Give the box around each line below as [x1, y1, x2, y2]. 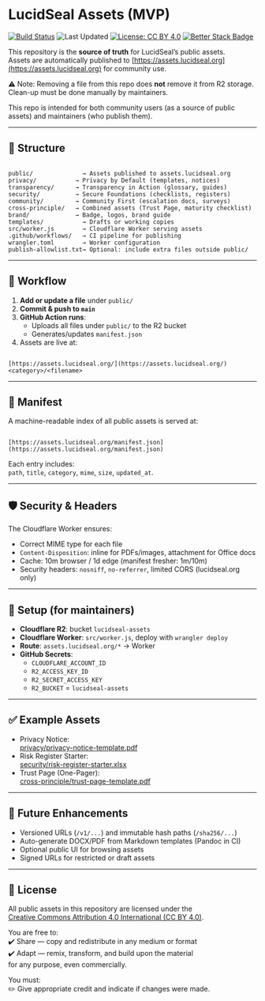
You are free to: [8, 927, 59, 938]
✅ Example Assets [8, 713, 101, 727]
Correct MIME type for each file [19, 539, 123, 549]
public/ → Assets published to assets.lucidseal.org [8, 169, 231, 177]
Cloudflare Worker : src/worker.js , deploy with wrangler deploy [19, 633, 229, 642]
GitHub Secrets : [19, 650, 73, 659]
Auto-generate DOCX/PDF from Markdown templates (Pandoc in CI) [19, 836, 241, 845]
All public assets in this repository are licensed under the [8, 904, 193, 914]
